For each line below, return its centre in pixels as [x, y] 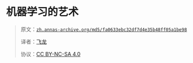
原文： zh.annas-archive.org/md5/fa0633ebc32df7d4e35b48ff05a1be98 [104, 29]
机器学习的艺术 [42, 12]
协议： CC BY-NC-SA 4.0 [50, 54]
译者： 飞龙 [34, 41]
